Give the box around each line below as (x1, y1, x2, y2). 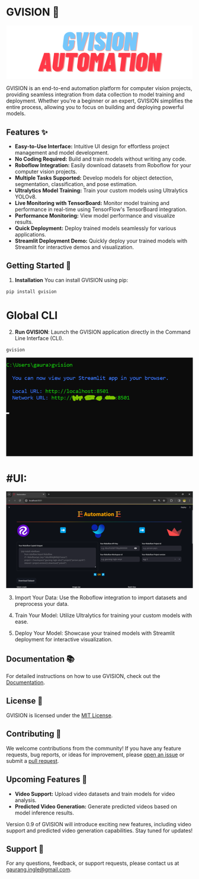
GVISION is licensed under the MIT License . (6, 711, 113, 719)
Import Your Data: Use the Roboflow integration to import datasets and (14, 594, 187, 601)
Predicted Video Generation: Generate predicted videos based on (14, 803, 178, 810)
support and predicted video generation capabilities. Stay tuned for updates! (6, 827, 193, 834)
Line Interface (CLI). (14, 334, 64, 341)
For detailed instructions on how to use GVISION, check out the (6, 673, 161, 680)
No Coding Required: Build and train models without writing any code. (14, 155, 187, 162)
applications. (14, 231, 46, 238)
